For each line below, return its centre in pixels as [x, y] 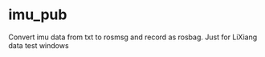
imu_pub [38, 15]
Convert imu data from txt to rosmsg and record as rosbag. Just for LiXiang [133, 37]
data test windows [39, 45]
